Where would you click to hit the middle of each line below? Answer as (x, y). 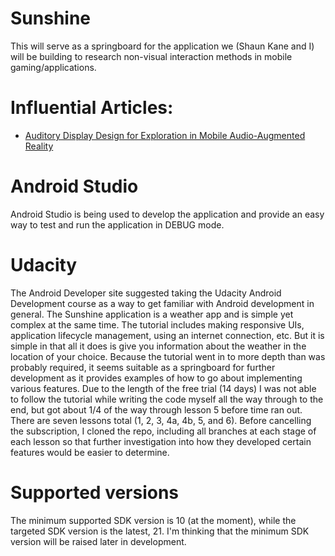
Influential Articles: (92, 108)
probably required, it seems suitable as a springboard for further (143, 367)
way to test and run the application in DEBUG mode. (117, 224)
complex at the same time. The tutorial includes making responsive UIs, (157, 324)
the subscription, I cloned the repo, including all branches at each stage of (163, 431)
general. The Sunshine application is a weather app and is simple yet (152, 314)
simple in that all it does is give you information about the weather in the (158, 346)
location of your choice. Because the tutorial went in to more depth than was (168, 356)
